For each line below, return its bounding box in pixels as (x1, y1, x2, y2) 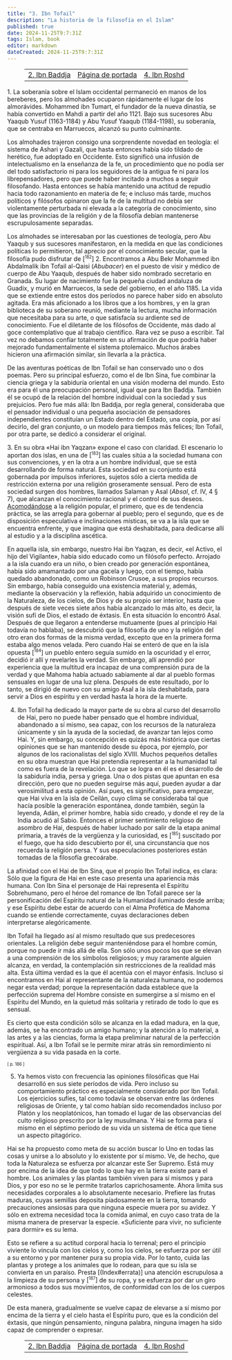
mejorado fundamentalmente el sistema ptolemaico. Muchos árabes (7, 343, 201, 351)
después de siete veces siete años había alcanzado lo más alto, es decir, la (7, 604, 221, 613)
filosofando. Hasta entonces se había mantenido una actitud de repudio (7, 181, 211, 190)
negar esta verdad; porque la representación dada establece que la (7, 983, 199, 991)
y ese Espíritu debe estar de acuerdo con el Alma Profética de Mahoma (7, 903, 210, 912)
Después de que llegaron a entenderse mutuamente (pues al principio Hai (7, 619, 217, 627)
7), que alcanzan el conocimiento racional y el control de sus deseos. (7, 495, 204, 503)
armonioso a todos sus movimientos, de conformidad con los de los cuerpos (7, 1283, 226, 1291)
